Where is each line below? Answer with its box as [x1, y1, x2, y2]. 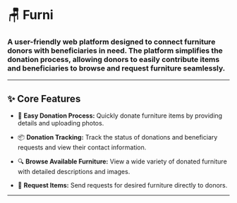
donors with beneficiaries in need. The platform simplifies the [7, 46, 224, 56]
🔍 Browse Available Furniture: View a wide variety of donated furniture [17, 157, 227, 166]
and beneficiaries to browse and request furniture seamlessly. [7, 63, 226, 73]
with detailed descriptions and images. [17, 168, 130, 176]
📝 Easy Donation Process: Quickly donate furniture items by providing [17, 111, 223, 120]
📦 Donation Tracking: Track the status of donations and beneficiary [17, 133, 218, 142]
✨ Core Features [7, 92, 81, 104]
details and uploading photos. [17, 119, 104, 128]
